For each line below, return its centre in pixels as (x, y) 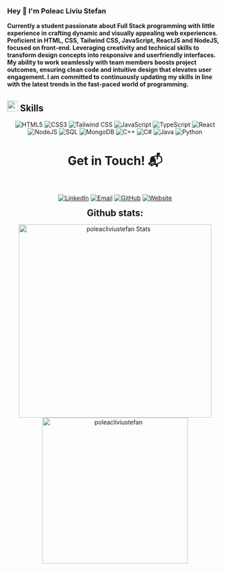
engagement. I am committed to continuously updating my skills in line (110, 77)
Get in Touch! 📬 (115, 161)
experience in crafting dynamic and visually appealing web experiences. (112, 33)
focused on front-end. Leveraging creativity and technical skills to (103, 48)
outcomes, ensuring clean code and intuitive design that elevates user (110, 70)
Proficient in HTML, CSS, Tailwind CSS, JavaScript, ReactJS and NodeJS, (113, 41)
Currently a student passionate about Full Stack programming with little (111, 26)
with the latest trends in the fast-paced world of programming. (98, 85)
